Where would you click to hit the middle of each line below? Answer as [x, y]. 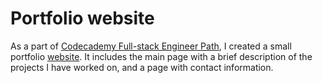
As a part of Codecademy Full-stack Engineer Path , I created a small [151, 46]
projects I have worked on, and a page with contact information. [142, 67]
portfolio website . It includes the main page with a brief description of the [161, 56]
